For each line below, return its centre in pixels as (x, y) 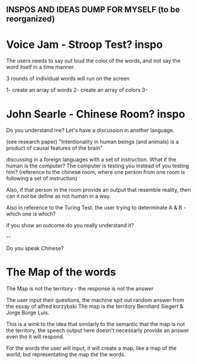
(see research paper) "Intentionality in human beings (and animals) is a (93, 142)
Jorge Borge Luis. (28, 313)
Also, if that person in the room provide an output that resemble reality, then (98, 190)
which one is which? (31, 214)
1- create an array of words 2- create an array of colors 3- (77, 90)
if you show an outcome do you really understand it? (70, 226)
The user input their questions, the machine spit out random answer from (95, 300)
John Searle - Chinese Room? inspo (96, 114)
